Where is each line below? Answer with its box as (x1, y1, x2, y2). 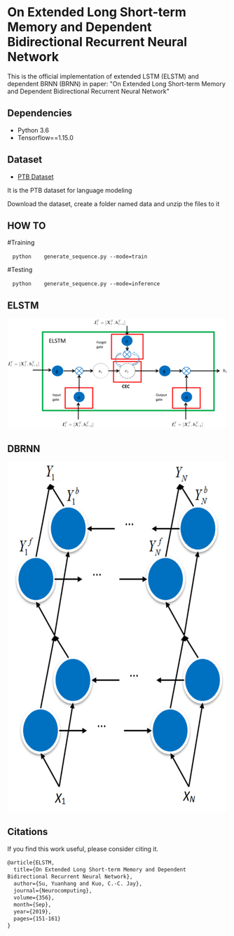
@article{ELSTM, (7, 859, 55, 866)
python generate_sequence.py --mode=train (12, 253, 148, 260)
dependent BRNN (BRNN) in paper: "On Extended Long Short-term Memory (7, 79, 226, 88)
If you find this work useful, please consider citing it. (7, 844, 159, 853)
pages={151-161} (13, 915, 61, 922)
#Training (7, 238, 35, 247)
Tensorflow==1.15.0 (17, 133, 74, 142)
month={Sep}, (13, 901, 52, 908)
